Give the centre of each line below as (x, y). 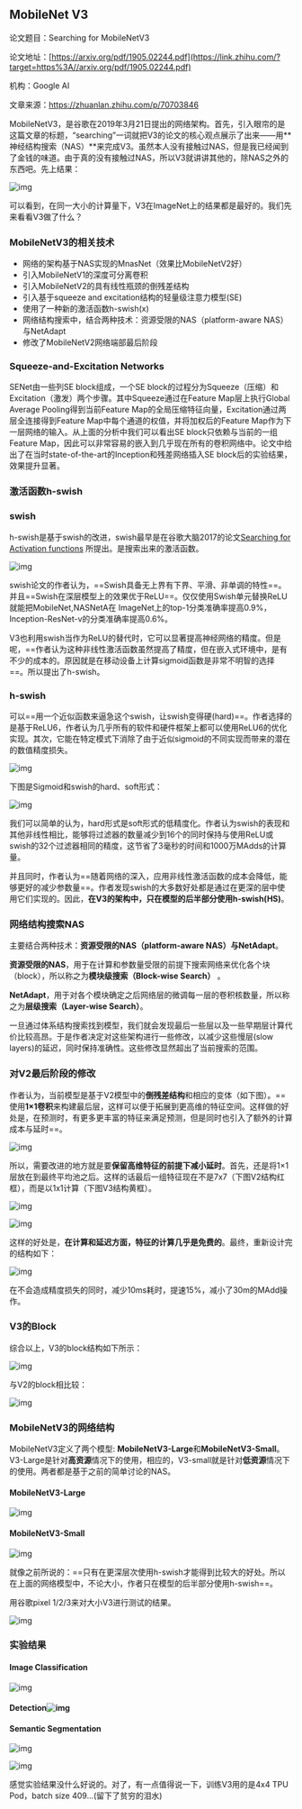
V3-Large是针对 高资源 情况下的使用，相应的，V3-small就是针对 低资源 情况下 (150, 1460)
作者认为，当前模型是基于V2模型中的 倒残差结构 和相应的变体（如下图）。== (147, 1095)
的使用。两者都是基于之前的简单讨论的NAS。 (93, 1471)
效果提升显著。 (37, 466)
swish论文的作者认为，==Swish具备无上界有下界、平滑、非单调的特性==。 (148, 585)
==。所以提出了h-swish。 (57, 671)
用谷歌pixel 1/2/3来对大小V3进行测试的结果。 (93, 1602)
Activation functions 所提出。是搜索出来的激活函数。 (107, 548)
